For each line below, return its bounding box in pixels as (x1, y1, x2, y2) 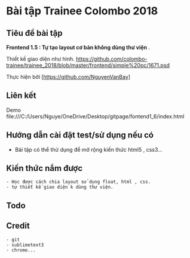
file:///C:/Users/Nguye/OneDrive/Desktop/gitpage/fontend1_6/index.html (6, 112, 185, 120)
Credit (6, 221, 30, 231)
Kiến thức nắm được (6, 163, 83, 174)
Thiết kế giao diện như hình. (6, 56, 75, 62)
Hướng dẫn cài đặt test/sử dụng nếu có (6, 130, 154, 140)
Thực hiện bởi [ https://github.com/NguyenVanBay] (6, 73, 130, 80)
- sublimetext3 (6, 242, 44, 248)
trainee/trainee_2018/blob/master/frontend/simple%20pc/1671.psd (6, 62, 170, 69)
